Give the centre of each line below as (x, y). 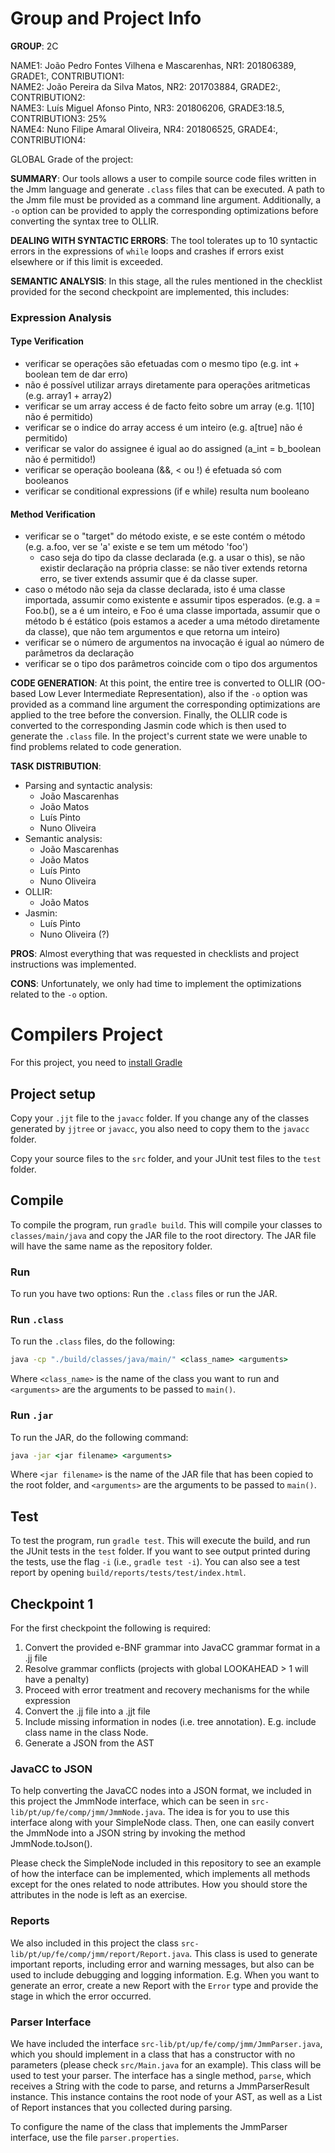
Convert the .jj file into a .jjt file (87, 1711)
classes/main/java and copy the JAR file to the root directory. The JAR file (163, 1235)
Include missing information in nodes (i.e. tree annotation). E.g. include (170, 1722)
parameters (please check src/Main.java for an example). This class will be (166, 2064)
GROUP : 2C (34, 46)
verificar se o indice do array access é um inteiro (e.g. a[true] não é (163, 428)
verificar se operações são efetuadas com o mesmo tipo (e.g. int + (162, 364)
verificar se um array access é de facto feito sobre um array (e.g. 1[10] (169, 406)
